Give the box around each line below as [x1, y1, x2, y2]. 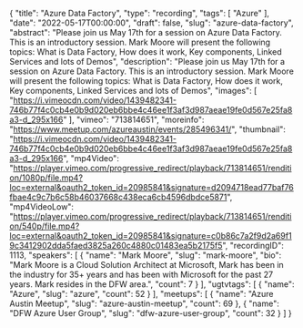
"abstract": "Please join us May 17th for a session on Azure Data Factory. [9, 27, 282, 37]
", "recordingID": [222, 241, 284, 251]
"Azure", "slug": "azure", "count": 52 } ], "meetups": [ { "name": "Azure [9, 289, 274, 299]
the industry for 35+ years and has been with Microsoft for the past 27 [9, 269, 274, 280]
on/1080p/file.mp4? [9, 172, 84, 183]
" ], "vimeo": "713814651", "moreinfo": [63, 114, 205, 125]
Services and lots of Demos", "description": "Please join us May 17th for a [9, 56, 285, 67]
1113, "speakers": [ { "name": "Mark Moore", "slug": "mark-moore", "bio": [9, 250, 282, 261]
